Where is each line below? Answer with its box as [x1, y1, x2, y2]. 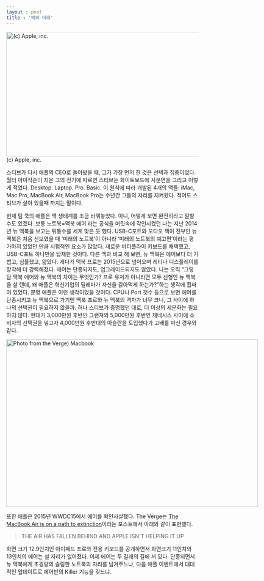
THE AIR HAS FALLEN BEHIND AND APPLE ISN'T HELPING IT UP [21, 532, 184, 539]
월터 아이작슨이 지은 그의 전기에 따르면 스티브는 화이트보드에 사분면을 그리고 [6, 176, 187, 183]
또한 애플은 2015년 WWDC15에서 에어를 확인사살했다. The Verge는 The [6, 513, 179, 520]
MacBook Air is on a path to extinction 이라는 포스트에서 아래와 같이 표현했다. [6, 520, 193, 527]
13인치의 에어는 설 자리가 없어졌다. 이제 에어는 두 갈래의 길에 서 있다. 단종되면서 [6, 552, 195, 560]
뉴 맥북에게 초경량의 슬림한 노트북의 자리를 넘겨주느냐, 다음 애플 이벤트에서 [6, 560, 184, 568]
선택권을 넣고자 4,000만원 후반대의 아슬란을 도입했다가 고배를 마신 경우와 [22, 319, 197, 326]
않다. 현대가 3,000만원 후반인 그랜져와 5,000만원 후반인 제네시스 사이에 [17, 311, 188, 318]
